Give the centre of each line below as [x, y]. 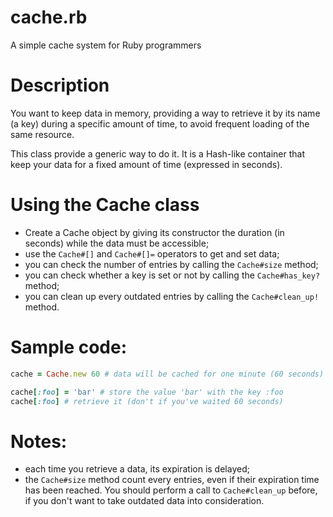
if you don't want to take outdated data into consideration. [144, 501]
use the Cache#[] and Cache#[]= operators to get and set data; [152, 253]
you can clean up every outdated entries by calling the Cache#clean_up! [172, 296]
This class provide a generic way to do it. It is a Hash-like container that [158, 153]
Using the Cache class [105, 205]
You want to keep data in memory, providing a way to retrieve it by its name [165, 113]
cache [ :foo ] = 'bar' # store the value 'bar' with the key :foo [147, 392]
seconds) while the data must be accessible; [117, 243]
